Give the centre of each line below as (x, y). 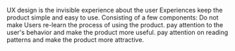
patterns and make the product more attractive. (76, 40)
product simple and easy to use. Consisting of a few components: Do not (113, 17)
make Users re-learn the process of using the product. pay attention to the (115, 25)
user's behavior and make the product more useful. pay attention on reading (117, 32)
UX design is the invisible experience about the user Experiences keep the (115, 10)
